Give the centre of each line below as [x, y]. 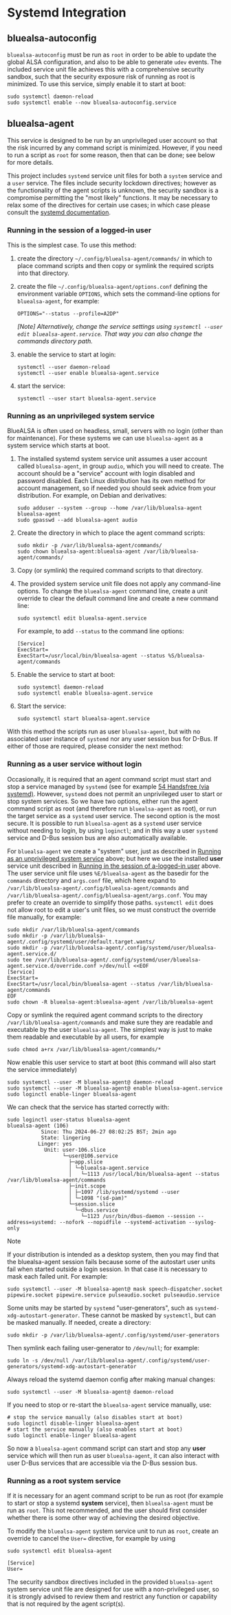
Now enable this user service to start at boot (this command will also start [112, 1062]
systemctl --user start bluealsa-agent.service [86, 399]
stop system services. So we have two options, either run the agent [102, 801]
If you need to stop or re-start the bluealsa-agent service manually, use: [109, 1405]
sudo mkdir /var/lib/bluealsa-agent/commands [73, 930]
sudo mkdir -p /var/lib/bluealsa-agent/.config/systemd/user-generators [113, 1335]
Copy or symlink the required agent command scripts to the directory [105, 1015]
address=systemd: [32, 1222]
